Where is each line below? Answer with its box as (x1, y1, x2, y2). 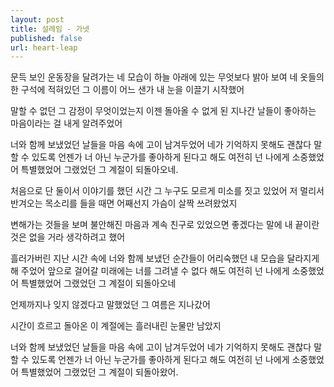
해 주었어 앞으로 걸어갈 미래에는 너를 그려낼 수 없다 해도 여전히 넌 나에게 (10, 265, 290, 277)
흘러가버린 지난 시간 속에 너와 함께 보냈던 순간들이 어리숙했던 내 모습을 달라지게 (10, 252, 320, 265)
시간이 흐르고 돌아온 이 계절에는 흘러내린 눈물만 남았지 (10, 320, 222, 332)
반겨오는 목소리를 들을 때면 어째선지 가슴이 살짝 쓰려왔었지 (10, 197, 238, 210)
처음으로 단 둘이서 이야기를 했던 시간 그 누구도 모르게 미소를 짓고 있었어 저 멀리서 (10, 185, 325, 197)
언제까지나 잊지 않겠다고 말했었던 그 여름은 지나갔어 (10, 299, 211, 311)
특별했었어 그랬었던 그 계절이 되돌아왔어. (20, 366, 179, 378)
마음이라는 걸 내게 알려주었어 (10, 117, 123, 130)
